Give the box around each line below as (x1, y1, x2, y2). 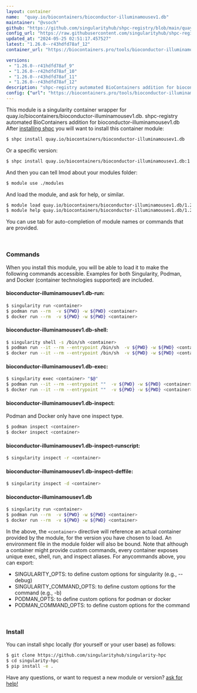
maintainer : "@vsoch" (6, 19, 59, 25)
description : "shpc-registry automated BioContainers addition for (6, 84, 175, 91)
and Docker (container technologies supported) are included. (6, 276, 154, 283)
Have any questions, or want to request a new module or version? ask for (6, 674, 183, 681)
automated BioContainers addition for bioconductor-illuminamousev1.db (6, 119, 180, 126)
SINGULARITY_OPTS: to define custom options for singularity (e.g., (14, 570, 177, 577)
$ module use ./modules (6, 180, 64, 186)
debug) (14, 576, 33, 584)
